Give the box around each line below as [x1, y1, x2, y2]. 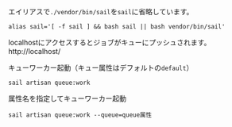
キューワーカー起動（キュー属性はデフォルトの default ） [8, 63, 194, 72]
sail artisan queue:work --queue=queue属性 [8, 111, 153, 119]
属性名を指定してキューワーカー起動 [8, 94, 127, 103]
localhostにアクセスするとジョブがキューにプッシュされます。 [8, 38, 211, 47]
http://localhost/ [8, 47, 61, 56]
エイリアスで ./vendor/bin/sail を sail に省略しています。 [8, 7, 194, 16]
